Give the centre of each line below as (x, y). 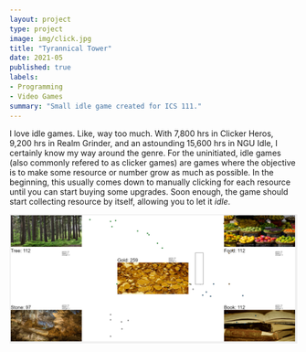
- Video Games (37, 96)
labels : (24, 78)
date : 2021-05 (37, 58)
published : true (40, 68)
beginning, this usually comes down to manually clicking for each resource (150, 182)
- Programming (37, 87)
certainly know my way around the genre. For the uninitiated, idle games (145, 153)
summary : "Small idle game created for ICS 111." (106, 106)
